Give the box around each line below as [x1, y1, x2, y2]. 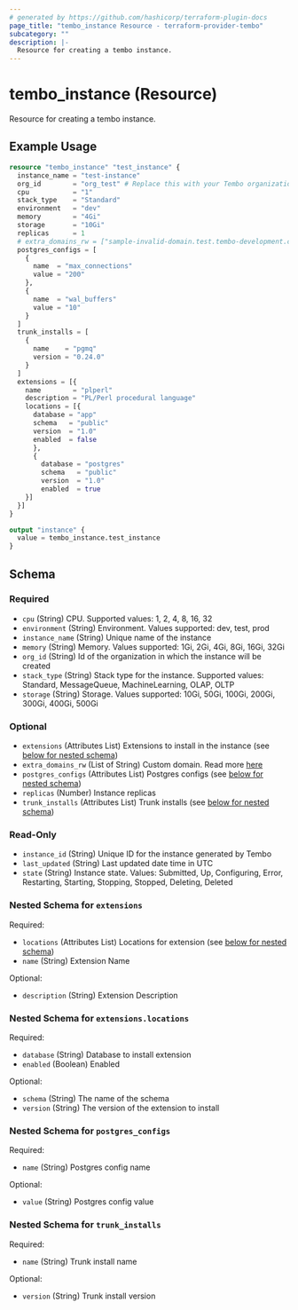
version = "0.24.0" [32, 352, 105, 361]
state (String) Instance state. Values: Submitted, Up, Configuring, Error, [21, 867, 284, 879]
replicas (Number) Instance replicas [21, 787, 157, 799]
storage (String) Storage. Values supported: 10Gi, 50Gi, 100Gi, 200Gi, [21, 689, 276, 699]
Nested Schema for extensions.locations [9, 1012, 189, 1024]
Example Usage [9, 139, 98, 154]
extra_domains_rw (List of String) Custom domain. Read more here [21, 760, 263, 770]
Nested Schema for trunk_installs [9, 1219, 161, 1231]
